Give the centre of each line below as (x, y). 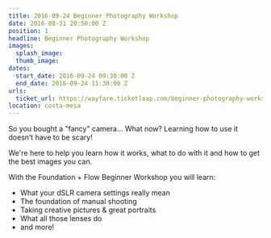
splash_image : (39, 53)
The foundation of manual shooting (78, 202)
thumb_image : (38, 61)
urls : (17, 91)
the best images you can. (50, 161)
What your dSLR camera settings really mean (95, 193)
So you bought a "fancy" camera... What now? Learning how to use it (123, 129)
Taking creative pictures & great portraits (88, 210)
